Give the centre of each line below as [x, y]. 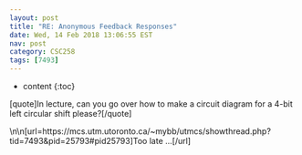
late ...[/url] [170, 141]
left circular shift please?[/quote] [71, 114]
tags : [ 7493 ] [34, 60]
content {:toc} [49, 86]
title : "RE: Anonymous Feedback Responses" [94, 26]
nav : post [28, 43]
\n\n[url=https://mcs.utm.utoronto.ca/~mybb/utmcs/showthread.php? [141, 131]
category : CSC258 [42, 52]
